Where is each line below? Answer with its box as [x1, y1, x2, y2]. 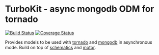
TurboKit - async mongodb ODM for [5, 3, 155, 15]
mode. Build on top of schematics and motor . [5, 44, 96, 50]
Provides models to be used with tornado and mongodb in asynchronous [5, 39, 153, 45]
